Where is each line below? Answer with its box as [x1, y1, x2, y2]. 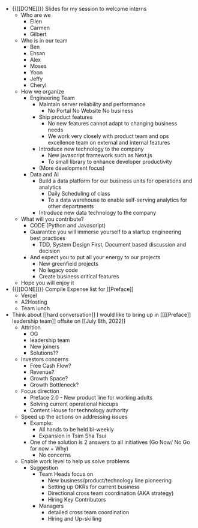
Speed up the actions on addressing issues [20, 413, 128, 420]
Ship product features [38, 113, 93, 121]
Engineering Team [29, 94, 75, 101]
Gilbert [29, 31, 47, 38]
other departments [47, 203, 94, 209]
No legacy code [38, 266, 78, 274]
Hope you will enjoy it [20, 279, 74, 286]
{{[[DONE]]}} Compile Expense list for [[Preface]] [11, 286, 134, 293]
